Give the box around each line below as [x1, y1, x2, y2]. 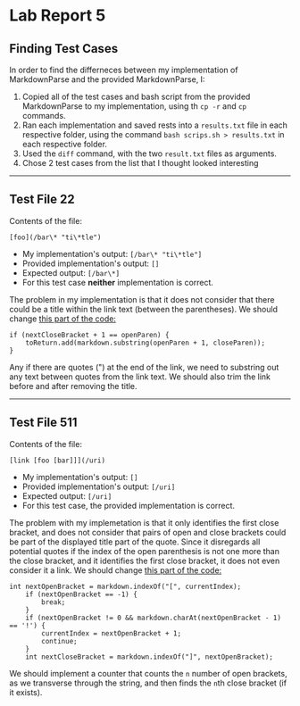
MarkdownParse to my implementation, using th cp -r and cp [21, 101, 247, 112]
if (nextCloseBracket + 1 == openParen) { [9, 330, 170, 339]
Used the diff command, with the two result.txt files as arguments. [21, 148, 277, 159]
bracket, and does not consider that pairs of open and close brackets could [9, 527, 287, 537]
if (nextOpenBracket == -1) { [25, 590, 138, 599]
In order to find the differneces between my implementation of [9, 64, 238, 75]
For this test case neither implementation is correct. [21, 277, 214, 287]
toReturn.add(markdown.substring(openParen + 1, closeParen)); [25, 338, 266, 347]
